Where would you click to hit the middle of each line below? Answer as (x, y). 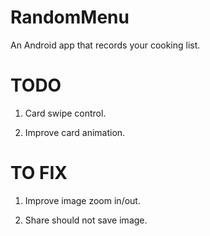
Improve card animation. (75, 132)
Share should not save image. (86, 220)
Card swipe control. (65, 113)
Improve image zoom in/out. (82, 200)
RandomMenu (70, 17)
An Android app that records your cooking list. (105, 45)
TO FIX (39, 173)
